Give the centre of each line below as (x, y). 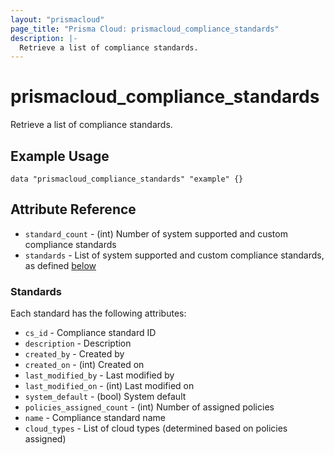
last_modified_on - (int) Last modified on (109, 386)
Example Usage (60, 156)
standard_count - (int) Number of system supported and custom (156, 233)
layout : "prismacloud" (57, 19)
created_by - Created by (74, 354)
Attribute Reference (73, 209)
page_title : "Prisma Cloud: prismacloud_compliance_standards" (145, 29)
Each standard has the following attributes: (98, 313)
